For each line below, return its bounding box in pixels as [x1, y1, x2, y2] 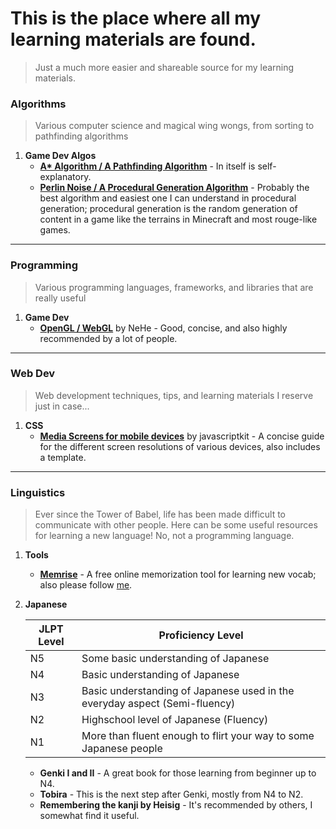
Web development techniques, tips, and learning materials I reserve [34, 389, 314, 401]
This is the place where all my [10, 7, 262, 30]
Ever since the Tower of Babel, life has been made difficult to [34, 508, 286, 521]
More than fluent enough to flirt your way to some [81, 729, 315, 743]
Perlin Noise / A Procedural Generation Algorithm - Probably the [39, 182, 310, 194]
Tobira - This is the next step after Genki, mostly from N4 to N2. [39, 788, 304, 801]
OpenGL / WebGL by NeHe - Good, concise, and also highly [39, 322, 288, 334]
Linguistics [10, 485, 66, 499]
